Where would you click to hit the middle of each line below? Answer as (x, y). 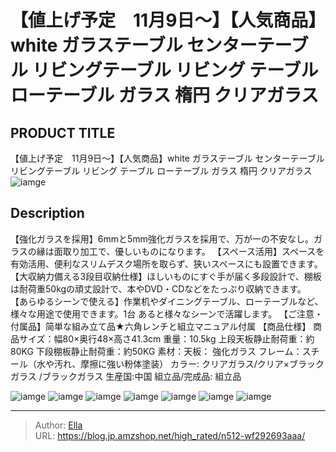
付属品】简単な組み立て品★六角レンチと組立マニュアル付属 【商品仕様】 (161, 326)
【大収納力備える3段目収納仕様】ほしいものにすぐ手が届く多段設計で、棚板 (166, 276)
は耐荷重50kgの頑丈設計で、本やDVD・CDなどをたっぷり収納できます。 (158, 288)
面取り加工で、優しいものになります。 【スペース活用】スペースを (189, 251)
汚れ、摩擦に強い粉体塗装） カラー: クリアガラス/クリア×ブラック (189, 363)
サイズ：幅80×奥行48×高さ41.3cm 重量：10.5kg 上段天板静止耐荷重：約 (166, 338)
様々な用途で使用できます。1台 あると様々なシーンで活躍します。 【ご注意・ (167, 313)
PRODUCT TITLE (63, 132)
